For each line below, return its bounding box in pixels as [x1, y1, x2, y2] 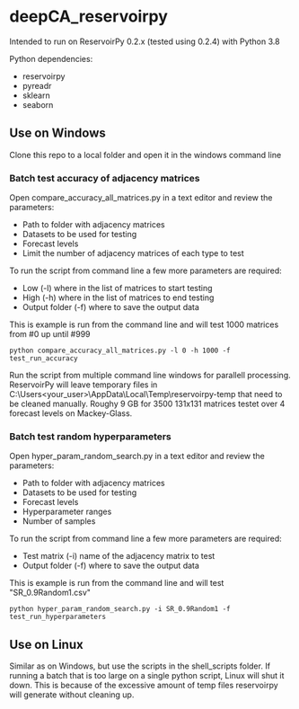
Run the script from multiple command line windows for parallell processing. [9, 370, 292, 381]
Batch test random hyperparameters [9, 430, 172, 442]
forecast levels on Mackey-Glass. [9, 408, 133, 419]
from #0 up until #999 [9, 329, 91, 340]
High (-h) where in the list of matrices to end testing [22, 292, 215, 303]
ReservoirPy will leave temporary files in [9, 379, 158, 390]
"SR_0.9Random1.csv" [9, 587, 92, 598]
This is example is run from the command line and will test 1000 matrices [9, 319, 279, 330]
